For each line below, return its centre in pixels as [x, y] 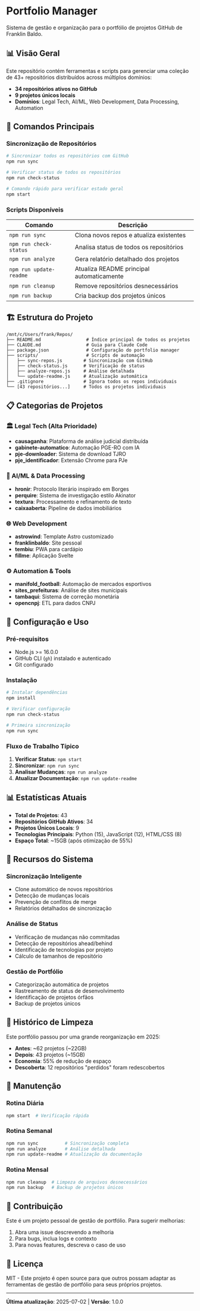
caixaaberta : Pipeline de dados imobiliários [68, 508]
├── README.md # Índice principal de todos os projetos [98, 340]
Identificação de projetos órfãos [54, 997]
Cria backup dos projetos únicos [120, 295]
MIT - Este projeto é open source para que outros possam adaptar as [91, 1278]
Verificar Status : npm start [48, 759]
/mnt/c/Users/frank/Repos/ [40, 334]
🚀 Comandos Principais [50, 127]
